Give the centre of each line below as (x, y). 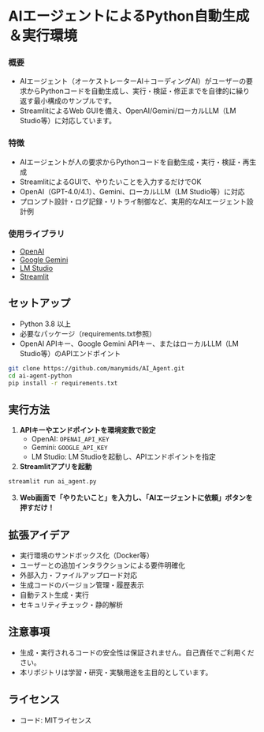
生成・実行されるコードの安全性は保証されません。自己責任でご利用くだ (137, 652)
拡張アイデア (39, 535)
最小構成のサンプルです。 (74, 101)
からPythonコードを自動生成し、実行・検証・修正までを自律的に (131, 91)
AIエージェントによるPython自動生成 (129, 16)
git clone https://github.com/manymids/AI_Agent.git (97, 368)
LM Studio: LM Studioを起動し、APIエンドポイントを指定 (124, 457)
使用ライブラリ (37, 234)
